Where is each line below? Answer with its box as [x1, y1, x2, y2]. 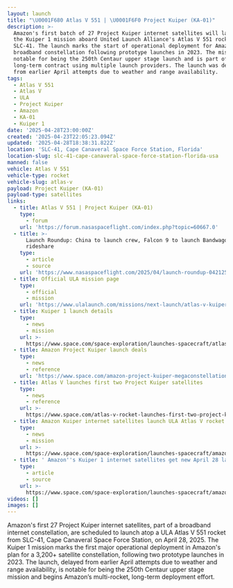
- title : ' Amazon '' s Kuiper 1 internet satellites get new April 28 [13, 456, 218, 463]
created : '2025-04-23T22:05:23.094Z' [7, 133, 116, 140]
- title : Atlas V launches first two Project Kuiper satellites [13, 379, 203, 386]
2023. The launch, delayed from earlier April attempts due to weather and [7, 558, 218, 566]
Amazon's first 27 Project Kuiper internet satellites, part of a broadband [7, 521, 212, 530]
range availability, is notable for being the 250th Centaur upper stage [7, 565, 205, 574]
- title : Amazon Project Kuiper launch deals [13, 347, 148, 353]
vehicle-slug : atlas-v [7, 178, 73, 185]
